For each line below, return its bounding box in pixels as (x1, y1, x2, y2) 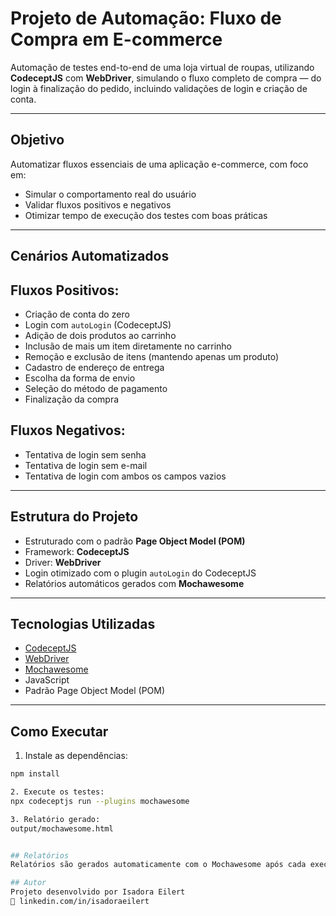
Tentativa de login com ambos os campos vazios (24, 470, 227, 482)
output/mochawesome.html (10, 823, 114, 834)
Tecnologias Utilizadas (10, 615, 156, 632)
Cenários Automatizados (10, 248, 170, 265)
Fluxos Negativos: (10, 422, 126, 439)
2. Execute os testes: (10, 787, 105, 797)
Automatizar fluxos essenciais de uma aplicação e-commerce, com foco (10, 158, 309, 170)
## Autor (10, 878, 47, 888)
